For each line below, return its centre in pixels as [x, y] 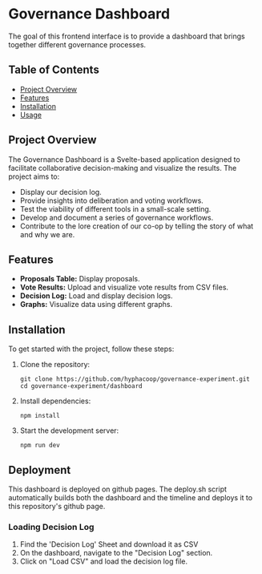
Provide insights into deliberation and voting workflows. [112, 200]
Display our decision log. [60, 192]
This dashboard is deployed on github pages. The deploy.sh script [117, 489]
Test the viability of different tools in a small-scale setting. [115, 208]
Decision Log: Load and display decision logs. [97, 296]
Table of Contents [54, 70]
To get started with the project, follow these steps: [91, 349]
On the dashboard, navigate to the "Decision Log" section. [116, 553]
